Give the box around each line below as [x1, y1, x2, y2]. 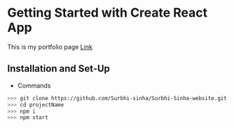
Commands [17, 81, 51, 90]
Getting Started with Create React [7, 5, 208, 21]
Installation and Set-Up [7, 63, 111, 74]
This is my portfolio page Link [7, 42, 93, 51]
